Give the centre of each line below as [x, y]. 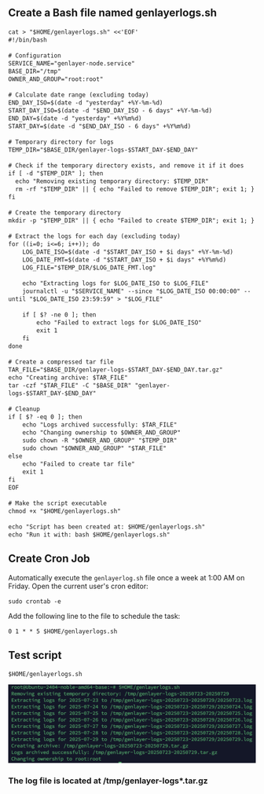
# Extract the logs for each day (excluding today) [94, 236]
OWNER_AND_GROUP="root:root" [56, 79]
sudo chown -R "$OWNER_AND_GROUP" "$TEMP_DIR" [100, 440]
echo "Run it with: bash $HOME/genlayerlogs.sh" [89, 534]
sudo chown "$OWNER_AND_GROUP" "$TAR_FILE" [95, 448]
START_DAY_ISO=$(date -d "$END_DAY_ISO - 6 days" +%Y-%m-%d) [110, 110]
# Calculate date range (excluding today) [79, 95]
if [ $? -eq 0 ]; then [45, 417]
